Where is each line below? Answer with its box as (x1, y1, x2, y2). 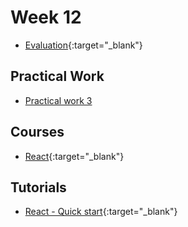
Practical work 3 (24, 94, 93, 106)
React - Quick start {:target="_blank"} (24, 206, 178, 218)
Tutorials (10, 179, 67, 196)
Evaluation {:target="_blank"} (24, 39, 143, 51)
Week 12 (10, 6, 82, 29)
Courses (10, 124, 65, 141)
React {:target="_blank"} (24, 150, 125, 162)
